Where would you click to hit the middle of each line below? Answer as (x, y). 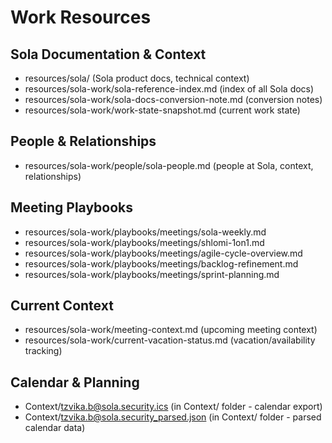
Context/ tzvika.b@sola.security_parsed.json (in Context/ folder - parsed (173, 417)
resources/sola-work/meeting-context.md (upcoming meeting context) (171, 330)
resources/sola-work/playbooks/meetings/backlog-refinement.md (161, 263)
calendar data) (55, 428)
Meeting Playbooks (72, 207)
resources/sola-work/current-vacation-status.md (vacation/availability (170, 340)
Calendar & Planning (75, 382)
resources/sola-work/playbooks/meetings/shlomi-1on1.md (144, 242)
